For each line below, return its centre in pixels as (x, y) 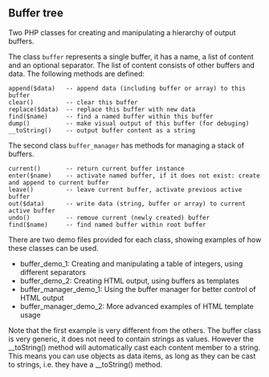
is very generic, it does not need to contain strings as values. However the (131, 338)
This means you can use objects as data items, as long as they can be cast (132, 355)
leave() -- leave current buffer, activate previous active (125, 189)
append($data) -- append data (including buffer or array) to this (127, 88)
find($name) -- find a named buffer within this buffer (111, 116)
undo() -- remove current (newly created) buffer (109, 217)
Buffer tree (36, 13)
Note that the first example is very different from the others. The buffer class (135, 330)
